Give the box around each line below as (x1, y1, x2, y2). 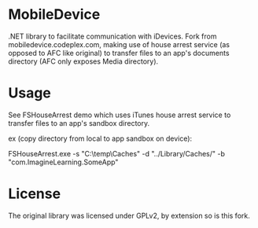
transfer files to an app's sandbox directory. (8, 118, 150, 127)
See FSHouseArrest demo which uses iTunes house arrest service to (8, 110, 231, 120)
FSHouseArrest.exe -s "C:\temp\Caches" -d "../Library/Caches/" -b (8, 149, 226, 158)
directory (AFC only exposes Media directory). (8, 57, 159, 66)
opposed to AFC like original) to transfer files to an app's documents (8, 48, 230, 57)
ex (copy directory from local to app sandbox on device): (8, 134, 193, 143)
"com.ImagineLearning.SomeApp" (8, 157, 119, 167)
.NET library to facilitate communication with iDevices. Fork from (8, 31, 217, 41)
